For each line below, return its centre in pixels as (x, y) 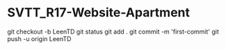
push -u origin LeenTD (39, 38)
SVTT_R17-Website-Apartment (98, 13)
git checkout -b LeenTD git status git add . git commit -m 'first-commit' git (113, 32)
